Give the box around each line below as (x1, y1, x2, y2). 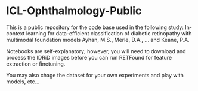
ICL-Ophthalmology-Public (6, 4, 142, 18)
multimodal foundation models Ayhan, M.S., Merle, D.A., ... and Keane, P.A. (6, 36, 190, 43)
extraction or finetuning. (6, 60, 66, 67)
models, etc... (6, 78, 40, 85)
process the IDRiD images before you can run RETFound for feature (6, 54, 172, 61)
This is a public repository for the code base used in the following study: (6, 24, 184, 31)
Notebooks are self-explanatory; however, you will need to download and (6, 47, 186, 54)
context (6, 30, 25, 37)
